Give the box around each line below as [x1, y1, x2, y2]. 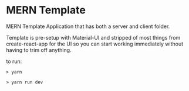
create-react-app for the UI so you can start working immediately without [6, 40, 184, 47]
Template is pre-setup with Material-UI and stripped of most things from [6, 34, 181, 41]
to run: [6, 58, 22, 65]
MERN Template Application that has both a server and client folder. [6, 23, 170, 30]
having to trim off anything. [6, 46, 72, 53]
